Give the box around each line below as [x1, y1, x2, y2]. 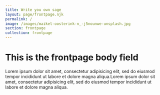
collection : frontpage [5, 30, 52, 35]
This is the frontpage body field [5, 52, 139, 63]
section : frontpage [5, 26, 46, 31]
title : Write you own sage [5, 7, 61, 12]
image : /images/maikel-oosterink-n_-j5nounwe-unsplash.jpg [5, 21, 131, 26]
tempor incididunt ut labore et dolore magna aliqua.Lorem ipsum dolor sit [5, 73, 155, 80]
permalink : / [5, 16, 32, 21]
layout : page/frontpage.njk [5, 12, 64, 17]
